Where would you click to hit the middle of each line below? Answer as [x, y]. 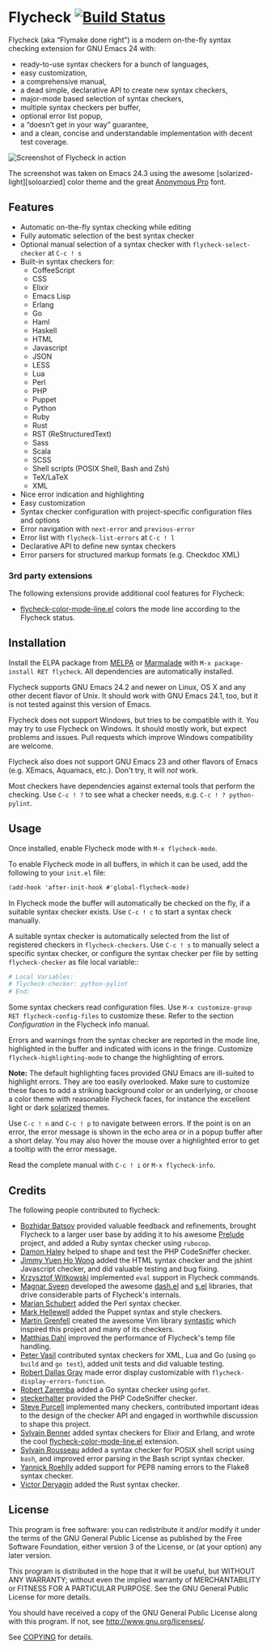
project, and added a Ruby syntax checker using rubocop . [116, 1242]
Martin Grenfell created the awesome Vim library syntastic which [128, 1320]
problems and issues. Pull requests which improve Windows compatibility [131, 737]
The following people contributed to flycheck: [84, 1210]
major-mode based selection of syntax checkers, [102, 98]
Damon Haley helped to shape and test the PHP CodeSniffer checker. [135, 1251]
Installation [37, 643]
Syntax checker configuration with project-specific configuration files [136, 511]
